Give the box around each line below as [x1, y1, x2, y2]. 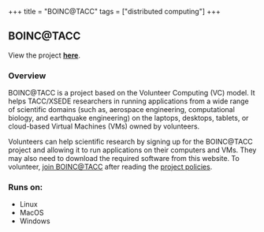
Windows [19, 216, 50, 226]
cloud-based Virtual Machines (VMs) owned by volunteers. [8, 122, 200, 131]
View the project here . [8, 51, 81, 60]
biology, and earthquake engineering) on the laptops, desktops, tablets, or [8, 114, 249, 123]
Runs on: [8, 181, 43, 193]
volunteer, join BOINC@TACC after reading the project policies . [8, 162, 213, 172]
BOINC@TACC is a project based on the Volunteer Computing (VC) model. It [8, 88, 255, 98]
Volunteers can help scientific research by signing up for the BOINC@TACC [8, 137, 254, 147]
